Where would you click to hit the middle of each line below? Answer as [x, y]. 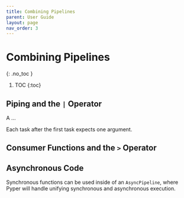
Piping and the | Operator [54, 104]
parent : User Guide [30, 17]
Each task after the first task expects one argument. [69, 129]
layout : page [22, 22]
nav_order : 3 [22, 28]
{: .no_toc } [20, 74]
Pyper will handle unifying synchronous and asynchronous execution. [91, 189]
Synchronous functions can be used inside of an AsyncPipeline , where [92, 182]
